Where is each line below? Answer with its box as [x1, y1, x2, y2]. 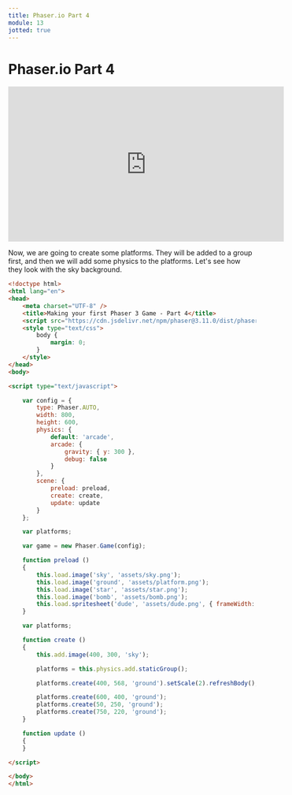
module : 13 [8, 19, 44, 27]
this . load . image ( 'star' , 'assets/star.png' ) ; [36, 585, 189, 593]
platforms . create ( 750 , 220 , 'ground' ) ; [36, 708, 168, 716]
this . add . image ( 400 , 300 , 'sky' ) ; [36, 651, 150, 659]
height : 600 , [36, 418, 79, 426]
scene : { [36, 477, 65, 485]
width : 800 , [36, 411, 76, 419]
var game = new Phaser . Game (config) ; [22, 542, 146, 550]
